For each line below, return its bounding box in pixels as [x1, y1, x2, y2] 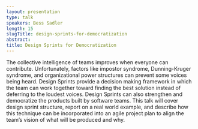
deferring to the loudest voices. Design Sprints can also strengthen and [6, 91, 183, 98]
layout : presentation [6, 8, 61, 15]
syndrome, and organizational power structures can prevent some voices [6, 71, 187, 79]
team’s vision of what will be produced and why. [6, 116, 125, 123]
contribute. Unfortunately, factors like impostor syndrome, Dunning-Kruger [6, 65, 191, 72]
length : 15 [6, 25, 34, 32]
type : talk [6, 14, 34, 20]
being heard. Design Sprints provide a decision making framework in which [6, 77, 192, 85]
